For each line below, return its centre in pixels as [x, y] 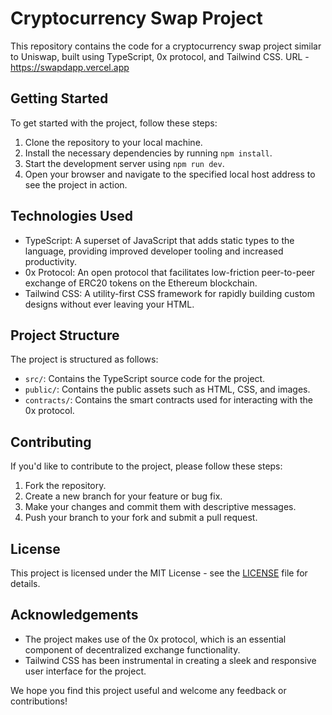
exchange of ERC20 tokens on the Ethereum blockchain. [141, 283]
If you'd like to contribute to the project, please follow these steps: [146, 466]
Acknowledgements [74, 615]
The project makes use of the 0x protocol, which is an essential [155, 639]
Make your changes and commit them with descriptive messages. [160, 507]
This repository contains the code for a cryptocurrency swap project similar [166, 46]
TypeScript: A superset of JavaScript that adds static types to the [159, 240]
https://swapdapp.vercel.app [70, 67]
